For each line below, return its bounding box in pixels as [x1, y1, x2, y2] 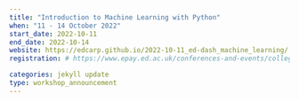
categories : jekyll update [9, 70, 109, 80]
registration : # [9, 54, 69, 63]
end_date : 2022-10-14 [9, 37, 90, 47]
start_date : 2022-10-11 [9, 29, 98, 38]
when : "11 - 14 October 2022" [9, 21, 122, 30]
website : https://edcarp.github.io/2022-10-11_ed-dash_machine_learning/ [9, 46, 289, 55]
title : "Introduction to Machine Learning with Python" [9, 12, 221, 22]
